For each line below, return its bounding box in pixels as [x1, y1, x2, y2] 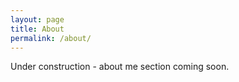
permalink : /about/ [10, 33, 92, 43]
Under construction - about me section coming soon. [10, 61, 230, 73]
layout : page [10, 14, 65, 25]
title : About [10, 24, 65, 34]
